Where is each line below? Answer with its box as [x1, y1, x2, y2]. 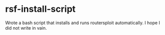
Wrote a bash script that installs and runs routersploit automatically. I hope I [5, 20, 161, 26]
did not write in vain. [5, 25, 47, 31]
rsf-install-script [5, 3, 76, 15]
